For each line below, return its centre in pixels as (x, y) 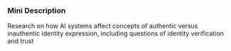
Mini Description (37, 11)
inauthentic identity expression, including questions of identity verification (116, 33)
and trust (21, 41)
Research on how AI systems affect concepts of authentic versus (103, 26)
